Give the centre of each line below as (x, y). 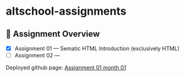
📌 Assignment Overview (53, 34)
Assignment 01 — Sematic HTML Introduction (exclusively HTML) (97, 48)
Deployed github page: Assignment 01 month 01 (66, 68)
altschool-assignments (66, 11)
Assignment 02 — (37, 56)
